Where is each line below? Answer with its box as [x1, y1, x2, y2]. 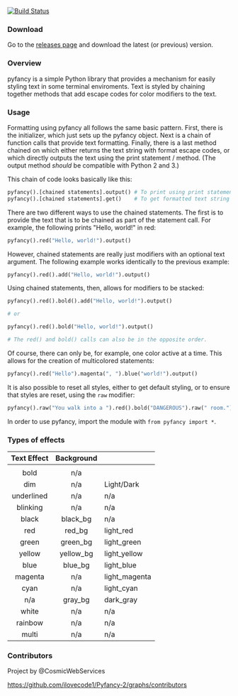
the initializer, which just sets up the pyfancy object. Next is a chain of [7, 131, 211, 139]
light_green [103, 537, 142, 547]
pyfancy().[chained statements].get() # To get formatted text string [7, 195, 230, 202]
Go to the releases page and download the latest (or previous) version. [7, 40, 214, 49]
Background [55, 453, 98, 463]
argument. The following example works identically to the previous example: [7, 257, 230, 266]
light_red [103, 526, 133, 535]
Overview [7, 58, 42, 68]
